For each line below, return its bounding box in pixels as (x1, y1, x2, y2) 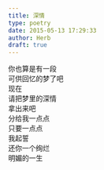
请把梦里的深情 (8, 94, 57, 103)
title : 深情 (8, 11, 45, 20)
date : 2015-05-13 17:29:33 (8, 26, 97, 34)
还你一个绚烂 (8, 144, 50, 153)
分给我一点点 (8, 114, 50, 123)
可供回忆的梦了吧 (8, 74, 64, 83)
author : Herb (8, 33, 51, 42)
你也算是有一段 (8, 64, 57, 74)
